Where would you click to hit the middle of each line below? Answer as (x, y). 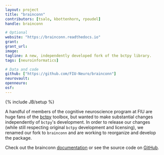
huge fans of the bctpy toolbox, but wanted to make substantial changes (79, 117)
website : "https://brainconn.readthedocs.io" (53, 37)
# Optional (16, 33)
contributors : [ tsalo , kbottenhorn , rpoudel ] (53, 19)
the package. (19, 138)
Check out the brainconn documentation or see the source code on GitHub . (82, 148)
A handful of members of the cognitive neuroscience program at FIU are (79, 111)
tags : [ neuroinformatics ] (32, 60)
